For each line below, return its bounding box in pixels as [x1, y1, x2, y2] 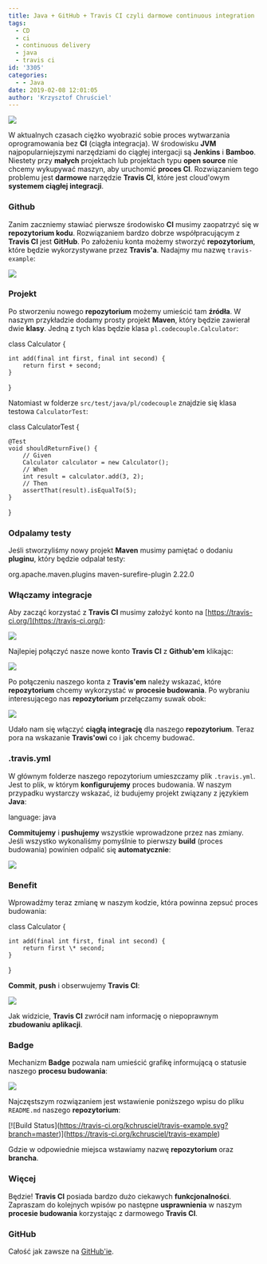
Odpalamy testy [8, 527, 72, 538]
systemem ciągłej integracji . [8, 181, 104, 191]
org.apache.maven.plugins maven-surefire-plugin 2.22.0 [8, 569, 194, 580]
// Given [22, 451, 52, 460]
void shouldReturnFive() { [8, 445, 98, 453]
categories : [8, 71, 48, 79]
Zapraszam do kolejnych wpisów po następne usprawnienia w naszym [8, 1200, 242, 1210]
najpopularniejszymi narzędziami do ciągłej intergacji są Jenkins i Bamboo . [8, 147, 257, 157]
